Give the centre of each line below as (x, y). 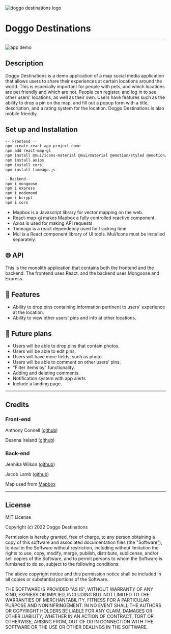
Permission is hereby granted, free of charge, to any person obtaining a (80, 537)
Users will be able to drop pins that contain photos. (66, 346)
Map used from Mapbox (31, 484)
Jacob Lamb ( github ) (27, 474)
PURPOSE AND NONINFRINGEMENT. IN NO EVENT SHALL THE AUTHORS (83, 605)
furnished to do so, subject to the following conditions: (62, 564)
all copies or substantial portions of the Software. (57, 579)
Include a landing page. (37, 384)
